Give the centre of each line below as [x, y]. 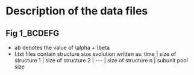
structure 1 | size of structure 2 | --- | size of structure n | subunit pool [101, 60]
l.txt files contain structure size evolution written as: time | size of [95, 54]
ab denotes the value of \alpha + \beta [62, 47]
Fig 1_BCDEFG [33, 33]
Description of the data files [77, 11]
